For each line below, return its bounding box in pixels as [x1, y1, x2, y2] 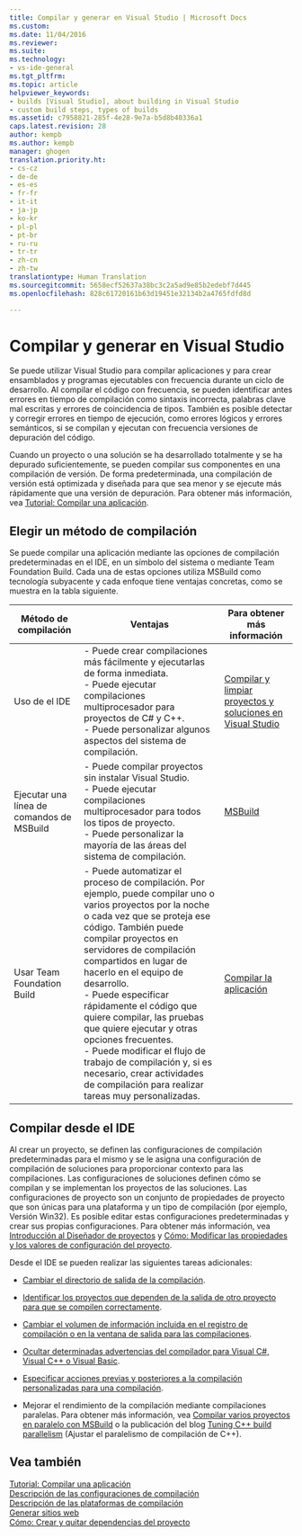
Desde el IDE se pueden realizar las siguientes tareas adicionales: [9, 1257, 253, 1268]
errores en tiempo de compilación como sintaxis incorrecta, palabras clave [9, 394, 286, 405]
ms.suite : [9, 47, 47, 56]
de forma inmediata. [84, 667, 169, 680]
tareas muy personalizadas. [84, 1090, 200, 1103]
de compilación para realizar [84, 1078, 204, 1091]
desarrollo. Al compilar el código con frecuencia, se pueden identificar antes [9, 384, 293, 396]
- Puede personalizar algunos [84, 723, 210, 736]
